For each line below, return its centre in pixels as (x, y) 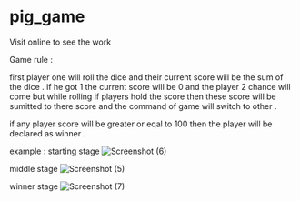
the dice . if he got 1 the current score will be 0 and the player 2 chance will (150, 86)
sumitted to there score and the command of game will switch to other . (143, 106)
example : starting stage (55, 151)
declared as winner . (48, 133)
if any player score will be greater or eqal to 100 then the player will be (141, 124)
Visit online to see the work (60, 42)
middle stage (34, 168)
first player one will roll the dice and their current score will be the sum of (146, 77)
